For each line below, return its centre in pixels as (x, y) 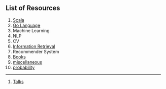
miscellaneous (27, 62)
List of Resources (33, 8)
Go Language (27, 25)
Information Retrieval (34, 46)
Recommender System (36, 51)
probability (24, 67)
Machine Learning (31, 30)
